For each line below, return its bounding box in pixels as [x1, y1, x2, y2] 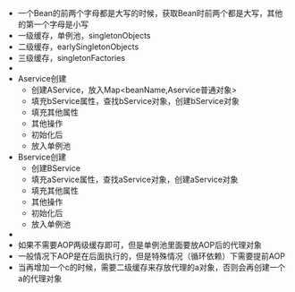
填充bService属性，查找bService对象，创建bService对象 [30, 96, 240, 106]
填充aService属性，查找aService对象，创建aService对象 [30, 174, 239, 185]
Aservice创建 [17, 73, 67, 83]
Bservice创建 [17, 151, 67, 162]
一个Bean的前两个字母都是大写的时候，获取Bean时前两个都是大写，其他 [17, 8, 283, 18]
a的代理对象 [17, 273, 63, 284]
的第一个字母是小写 [17, 19, 89, 30]
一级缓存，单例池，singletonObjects [17, 30, 151, 40]
